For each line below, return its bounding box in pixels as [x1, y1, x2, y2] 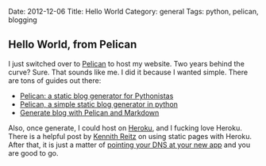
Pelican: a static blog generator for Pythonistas [19, 91, 174, 100]
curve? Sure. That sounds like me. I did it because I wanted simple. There [8, 67, 249, 77]
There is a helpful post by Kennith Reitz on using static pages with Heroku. [8, 131, 253, 141]
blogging [8, 15, 37, 25]
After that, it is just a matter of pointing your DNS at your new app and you [8, 140, 251, 149]
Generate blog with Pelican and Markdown [19, 108, 160, 117]
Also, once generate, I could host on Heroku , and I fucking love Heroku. [8, 123, 242, 133]
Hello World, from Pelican [8, 38, 137, 51]
